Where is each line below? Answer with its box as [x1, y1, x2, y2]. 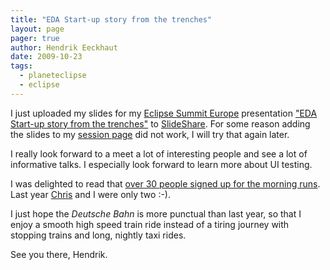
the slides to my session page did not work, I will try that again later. [10, 128, 290, 140]
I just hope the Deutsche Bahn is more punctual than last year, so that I [10, 207, 302, 220]
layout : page [10, 24, 65, 34]
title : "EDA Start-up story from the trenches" [10, 14, 213, 25]
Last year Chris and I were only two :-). [10, 188, 172, 200]
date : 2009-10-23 [10, 52, 83, 62]
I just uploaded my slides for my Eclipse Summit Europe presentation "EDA [10, 107, 318, 119]
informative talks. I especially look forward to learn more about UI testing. [10, 158, 313, 170]
